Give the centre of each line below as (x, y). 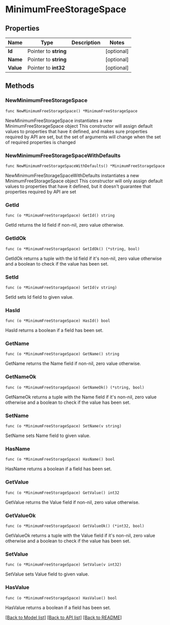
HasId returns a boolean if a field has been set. (54, 330)
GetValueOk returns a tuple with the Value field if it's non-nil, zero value (80, 535)
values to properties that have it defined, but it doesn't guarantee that (78, 186)
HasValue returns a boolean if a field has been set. (58, 607)
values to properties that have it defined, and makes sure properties (76, 131)
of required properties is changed (40, 142)
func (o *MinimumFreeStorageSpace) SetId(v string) (61, 287)
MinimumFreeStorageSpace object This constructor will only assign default (84, 181)
